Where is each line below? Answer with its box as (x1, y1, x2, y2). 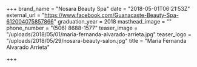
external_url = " (6, 11, 45, 19)
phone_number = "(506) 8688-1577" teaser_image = (6, 24, 138, 31)
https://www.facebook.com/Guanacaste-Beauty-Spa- (44, 11, 179, 19)
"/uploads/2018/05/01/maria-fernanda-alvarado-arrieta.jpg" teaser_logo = (6, 31, 192, 38)
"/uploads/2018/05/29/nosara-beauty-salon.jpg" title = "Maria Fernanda (6, 37, 187, 44)
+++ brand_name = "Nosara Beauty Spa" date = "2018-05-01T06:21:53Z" (6, 5, 190, 12)
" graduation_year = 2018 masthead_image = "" (53, 18, 172, 25)
